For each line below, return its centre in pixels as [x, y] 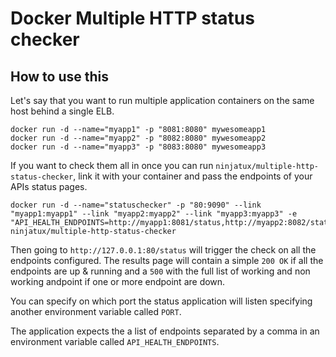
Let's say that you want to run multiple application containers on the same [162, 100]
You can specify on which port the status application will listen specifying [161, 301]
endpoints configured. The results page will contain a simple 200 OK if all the [167, 260]
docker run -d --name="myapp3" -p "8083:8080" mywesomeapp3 [138, 147]
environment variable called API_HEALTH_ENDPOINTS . [115, 341]
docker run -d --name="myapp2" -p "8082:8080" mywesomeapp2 [138, 138]
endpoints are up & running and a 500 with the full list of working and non [160, 271]
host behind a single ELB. [62, 111]
